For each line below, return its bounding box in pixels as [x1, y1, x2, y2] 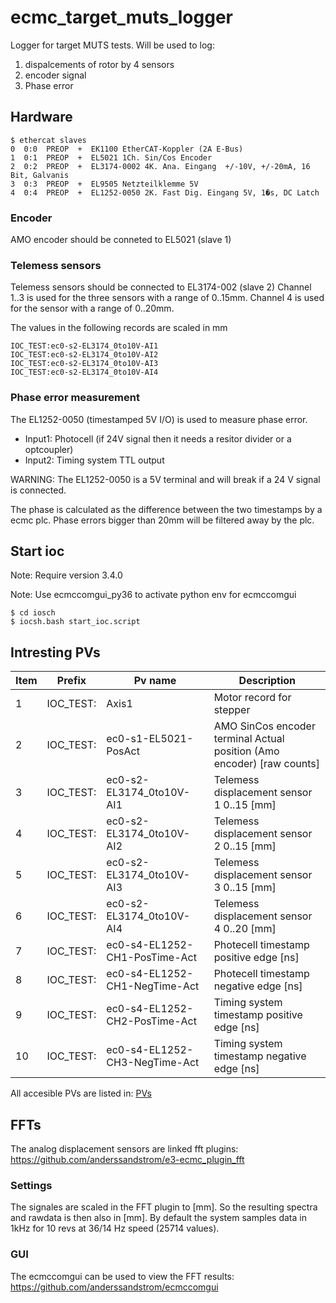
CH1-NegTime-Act [106, 979, 200, 993]
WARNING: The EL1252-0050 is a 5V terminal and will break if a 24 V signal [10, 473, 321, 485]
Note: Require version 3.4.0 [10, 569, 123, 581]
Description [238, 674, 297, 688]
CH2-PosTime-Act [106, 1014, 197, 1028]
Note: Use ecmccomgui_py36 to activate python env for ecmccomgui [10, 589, 297, 601]
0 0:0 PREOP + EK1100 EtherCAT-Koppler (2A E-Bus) [10, 144, 244, 154]
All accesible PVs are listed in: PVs [10, 1087, 152, 1100]
